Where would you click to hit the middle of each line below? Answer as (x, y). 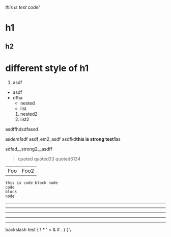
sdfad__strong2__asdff (29, 149)
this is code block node (32, 183)
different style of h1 (47, 68)
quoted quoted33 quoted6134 (49, 159)
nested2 (29, 114)
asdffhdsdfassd (22, 129)
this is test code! (22, 7)
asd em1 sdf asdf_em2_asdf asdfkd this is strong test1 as (63, 139)
